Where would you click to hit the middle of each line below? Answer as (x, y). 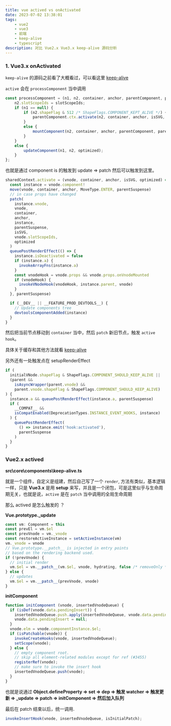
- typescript (28, 43)
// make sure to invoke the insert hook (58, 667)
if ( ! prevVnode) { (25, 557)
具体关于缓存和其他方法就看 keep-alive (46, 350)
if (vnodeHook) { (33, 280)
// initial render (30, 563)
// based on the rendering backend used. (50, 553)
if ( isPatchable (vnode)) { (38, 634)
